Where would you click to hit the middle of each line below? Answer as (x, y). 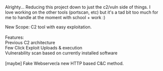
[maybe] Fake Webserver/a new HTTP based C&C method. (64, 63)
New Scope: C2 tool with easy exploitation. (48, 27)
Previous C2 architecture (30, 43)
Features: (15, 37)
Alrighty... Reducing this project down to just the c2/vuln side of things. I (78, 7)
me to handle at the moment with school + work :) (55, 17)
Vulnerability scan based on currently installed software (61, 53)
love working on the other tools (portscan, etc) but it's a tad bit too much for (81, 12)
